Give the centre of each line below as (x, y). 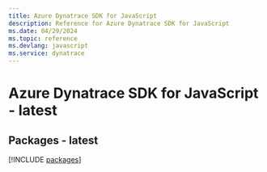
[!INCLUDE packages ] (45, 159)
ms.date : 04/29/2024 (43, 31)
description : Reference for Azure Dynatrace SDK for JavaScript (119, 23)
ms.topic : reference (43, 38)
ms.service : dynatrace (47, 53)
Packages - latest (53, 140)
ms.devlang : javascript (49, 46)
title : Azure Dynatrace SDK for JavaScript (83, 16)
